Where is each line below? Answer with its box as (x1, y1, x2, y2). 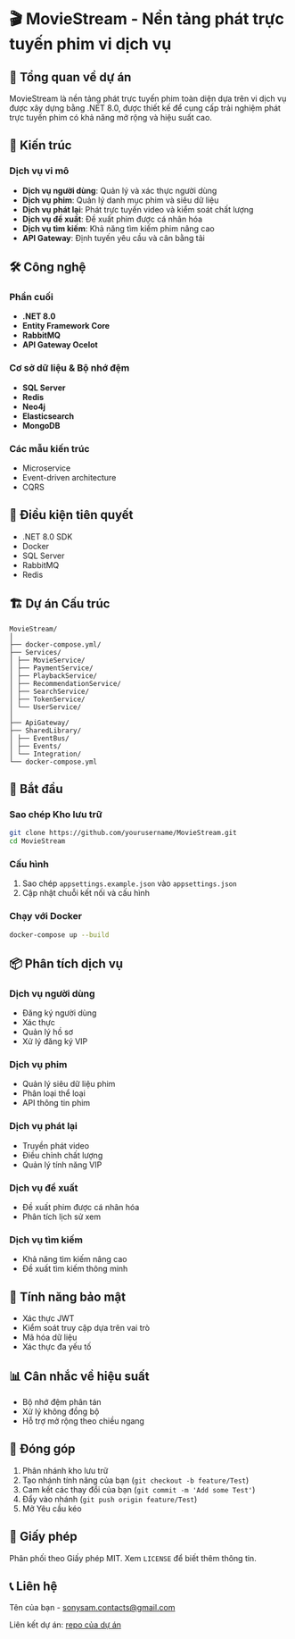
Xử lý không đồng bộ (21, 1406, 100, 1417)
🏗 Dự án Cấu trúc (9, 597, 111, 612)
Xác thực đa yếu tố (21, 1342, 92, 1352)
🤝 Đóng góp (9, 1442, 76, 1457)
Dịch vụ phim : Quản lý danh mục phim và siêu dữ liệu (21, 195, 219, 205)
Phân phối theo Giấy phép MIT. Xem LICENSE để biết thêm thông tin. (9, 1552, 257, 1563)
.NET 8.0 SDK (21, 531, 73, 542)
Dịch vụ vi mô (9, 164, 70, 177)
